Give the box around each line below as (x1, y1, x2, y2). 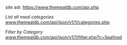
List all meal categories (5, 14, 54, 19)
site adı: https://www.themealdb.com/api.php (5, 4, 99, 10)
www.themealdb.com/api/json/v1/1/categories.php (5, 19, 110, 25)
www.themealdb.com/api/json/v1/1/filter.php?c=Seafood (5, 34, 122, 40)
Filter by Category (5, 29, 43, 34)
